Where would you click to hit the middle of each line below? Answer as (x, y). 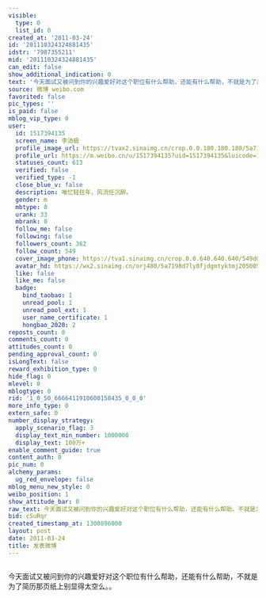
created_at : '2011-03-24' (51, 38)
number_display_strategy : (51, 421)
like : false (35, 273)
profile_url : (37, 155)
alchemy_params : (35, 472)
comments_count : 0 (38, 340)
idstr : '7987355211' (42, 52)
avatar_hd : (33, 266)
